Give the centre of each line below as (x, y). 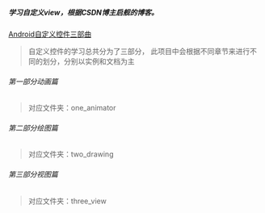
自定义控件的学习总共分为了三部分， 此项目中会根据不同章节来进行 (139, 51)
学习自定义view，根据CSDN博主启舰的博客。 (84, 12)
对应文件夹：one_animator (72, 108)
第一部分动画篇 (33, 81)
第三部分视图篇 (33, 174)
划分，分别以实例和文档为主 (88, 61)
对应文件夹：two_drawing (71, 154)
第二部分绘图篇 (33, 127)
